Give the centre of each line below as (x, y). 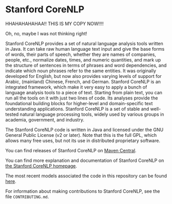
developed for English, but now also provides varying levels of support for (83, 76)
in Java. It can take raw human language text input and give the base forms (85, 49)
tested (12, 114)
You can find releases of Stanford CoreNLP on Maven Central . (71, 150)
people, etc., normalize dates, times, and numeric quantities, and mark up (83, 59)
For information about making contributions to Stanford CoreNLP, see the (83, 191)
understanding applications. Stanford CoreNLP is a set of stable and (77, 109)
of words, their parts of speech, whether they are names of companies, (81, 54)
